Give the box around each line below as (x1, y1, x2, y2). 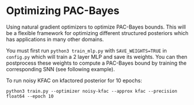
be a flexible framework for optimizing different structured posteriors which (6, 29, 189, 36)
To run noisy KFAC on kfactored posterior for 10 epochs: (6, 77, 142, 84)
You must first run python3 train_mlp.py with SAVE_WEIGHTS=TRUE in (6, 47, 168, 54)
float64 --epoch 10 (6, 93, 54, 99)
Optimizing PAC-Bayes (6, 4, 119, 17)
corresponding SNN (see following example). (6, 65, 115, 72)
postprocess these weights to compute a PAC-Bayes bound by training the (6, 60, 187, 66)
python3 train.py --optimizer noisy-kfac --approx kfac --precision (6, 88, 178, 94)
